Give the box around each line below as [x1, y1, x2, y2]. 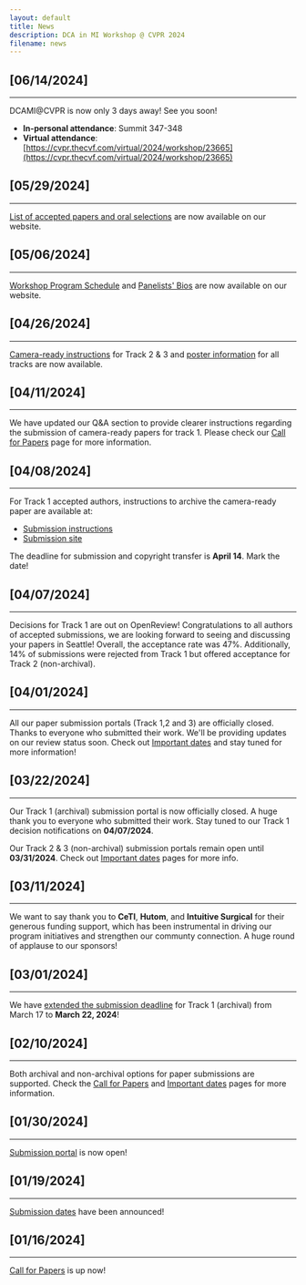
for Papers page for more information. [9, 437, 152, 447]
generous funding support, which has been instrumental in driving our [9, 921, 272, 932]
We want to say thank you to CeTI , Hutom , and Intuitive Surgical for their [9, 911, 285, 922]
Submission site [22, 533, 83, 544]
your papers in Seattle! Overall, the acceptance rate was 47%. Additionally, [9, 639, 291, 650]
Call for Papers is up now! [9, 1265, 107, 1276]
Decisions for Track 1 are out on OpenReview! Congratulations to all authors [9, 619, 293, 630]
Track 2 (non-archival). [9, 658, 96, 669]
